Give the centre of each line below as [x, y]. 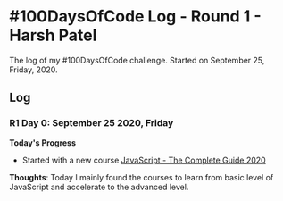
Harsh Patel [53, 35]
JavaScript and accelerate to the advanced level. [99, 187]
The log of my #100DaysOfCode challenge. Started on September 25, [137, 60]
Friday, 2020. [33, 70]
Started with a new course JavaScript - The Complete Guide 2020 [144, 160]
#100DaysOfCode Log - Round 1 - [135, 17]
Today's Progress [43, 142]
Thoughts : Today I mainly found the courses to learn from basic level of [141, 177]
